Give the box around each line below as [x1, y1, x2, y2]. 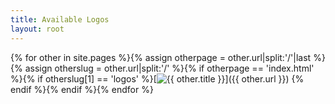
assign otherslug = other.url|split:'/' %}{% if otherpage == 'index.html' [24, 62, 315, 74]
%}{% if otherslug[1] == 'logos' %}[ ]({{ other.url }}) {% [10, 72, 305, 85]
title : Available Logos [10, 14, 110, 25]
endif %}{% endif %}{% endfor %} [10, 83, 154, 95]
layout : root [10, 24, 65, 34]
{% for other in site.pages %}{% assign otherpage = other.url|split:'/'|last [10, 51, 312, 63]
